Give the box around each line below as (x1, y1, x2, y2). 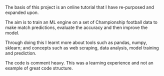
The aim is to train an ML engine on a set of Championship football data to (5, 19, 157, 25)
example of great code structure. (5, 65, 73, 71)
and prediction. (5, 50, 36, 56)
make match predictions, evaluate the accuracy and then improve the (5, 24, 148, 30)
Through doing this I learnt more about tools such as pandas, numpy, (5, 39, 147, 45)
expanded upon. (5, 9, 39, 15)
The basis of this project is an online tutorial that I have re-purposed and (5, 4, 154, 10)
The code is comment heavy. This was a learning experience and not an (5, 60, 153, 65)
